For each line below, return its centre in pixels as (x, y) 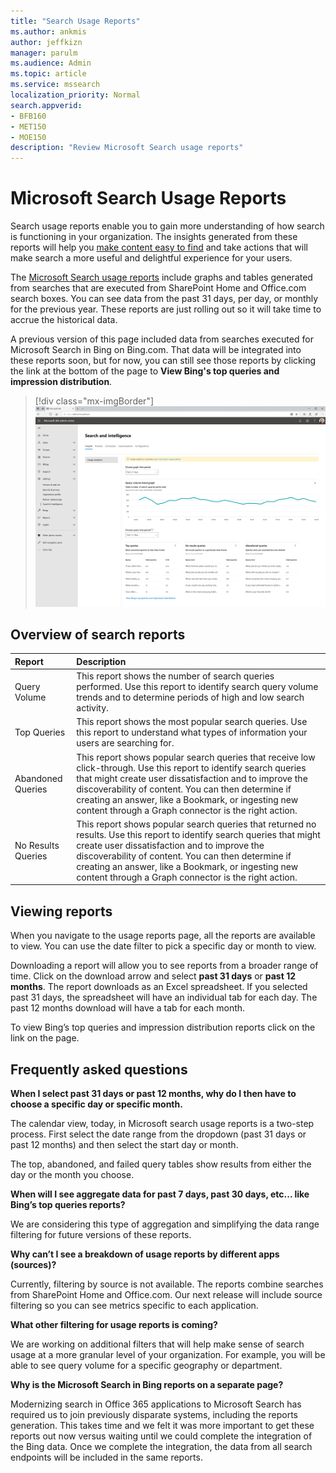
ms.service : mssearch (55, 85)
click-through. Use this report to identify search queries (191, 767)
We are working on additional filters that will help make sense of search (157, 1344)
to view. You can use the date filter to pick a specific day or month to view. (163, 946)
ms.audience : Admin (51, 63)
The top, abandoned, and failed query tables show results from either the (161, 1164)
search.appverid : (46, 105)
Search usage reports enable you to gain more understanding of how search (167, 226)
